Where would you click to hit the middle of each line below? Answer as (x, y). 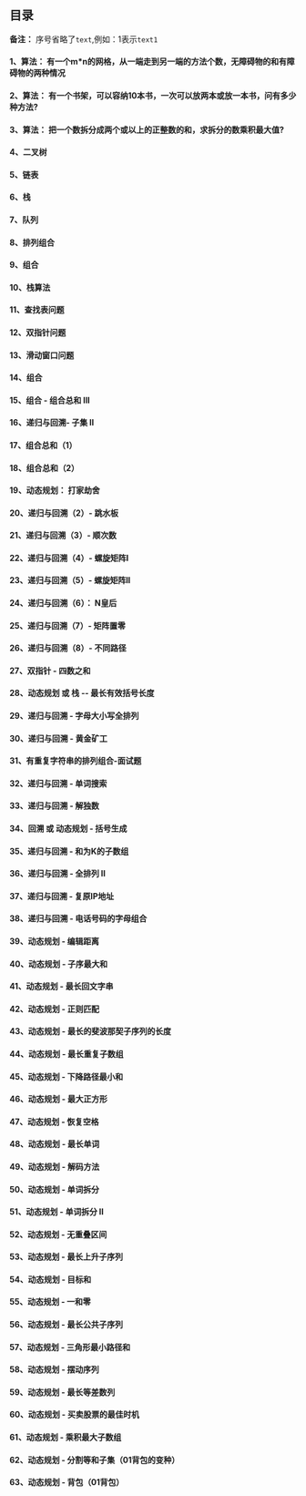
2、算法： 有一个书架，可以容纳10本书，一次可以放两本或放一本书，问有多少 (153, 96)
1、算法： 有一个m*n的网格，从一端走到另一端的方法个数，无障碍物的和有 (148, 62)
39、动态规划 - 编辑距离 (55, 941)
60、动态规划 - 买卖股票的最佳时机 (74, 1415)
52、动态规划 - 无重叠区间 (58, 1234)
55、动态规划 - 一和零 (50, 1302)
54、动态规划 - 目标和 (51, 1279)
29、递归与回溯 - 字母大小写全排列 (74, 716)
